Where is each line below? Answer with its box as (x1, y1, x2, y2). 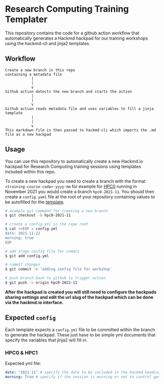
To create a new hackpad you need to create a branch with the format (5, 178, 146, 184)
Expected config (5, 313, 56, 322)
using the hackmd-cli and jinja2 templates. (5, 40, 90, 46)
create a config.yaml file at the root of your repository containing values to (5, 193, 155, 199)
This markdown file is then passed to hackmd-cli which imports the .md (5, 127, 156, 133)
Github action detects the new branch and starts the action (5, 89, 132, 94)
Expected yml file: (5, 360, 41, 366)
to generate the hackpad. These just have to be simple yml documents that (5, 332, 156, 337)
